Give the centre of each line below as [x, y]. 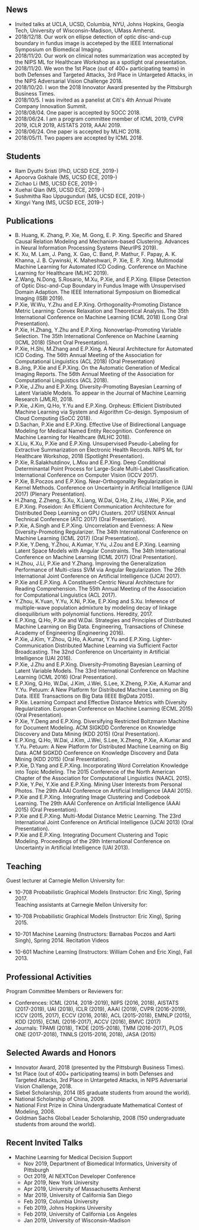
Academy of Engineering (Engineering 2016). [70, 633]
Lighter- [162, 639]
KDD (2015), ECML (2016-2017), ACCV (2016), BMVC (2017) [88, 1022]
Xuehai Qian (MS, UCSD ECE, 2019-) [60, 190]
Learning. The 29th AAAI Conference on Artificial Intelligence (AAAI [98, 803]
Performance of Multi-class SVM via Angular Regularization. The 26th [100, 570]
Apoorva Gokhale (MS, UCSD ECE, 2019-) [66, 177]
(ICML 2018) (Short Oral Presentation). [62, 343]
